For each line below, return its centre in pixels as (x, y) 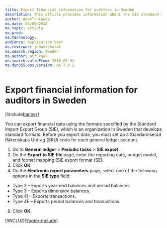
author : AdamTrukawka (28, 19)
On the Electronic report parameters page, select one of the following (84, 171)
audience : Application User (34, 42)
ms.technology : (21, 38)
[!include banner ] (22, 114)
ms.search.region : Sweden (32, 51)
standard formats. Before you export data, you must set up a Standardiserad (83, 134)
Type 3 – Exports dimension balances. (51, 191)
